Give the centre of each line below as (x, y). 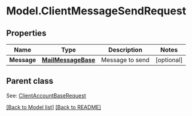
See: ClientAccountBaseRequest (46, 95)
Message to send (125, 60)
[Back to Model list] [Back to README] (54, 107)
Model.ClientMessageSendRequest (96, 11)
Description (125, 50)
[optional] (169, 60)
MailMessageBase (68, 60)
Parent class (30, 81)
